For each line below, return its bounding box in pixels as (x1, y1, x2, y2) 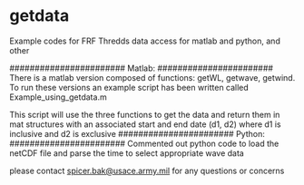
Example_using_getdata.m (9, 92, 107, 102)
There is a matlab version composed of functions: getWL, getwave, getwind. (9, 72, 296, 83)
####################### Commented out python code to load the (9, 138, 279, 149)
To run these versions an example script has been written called (9, 82, 250, 92)
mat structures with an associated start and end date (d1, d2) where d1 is (9, 119, 281, 130)
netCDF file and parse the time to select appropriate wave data (9, 147, 245, 159)
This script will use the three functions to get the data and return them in (9, 109, 280, 120)
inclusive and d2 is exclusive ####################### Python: (9, 128, 265, 139)
